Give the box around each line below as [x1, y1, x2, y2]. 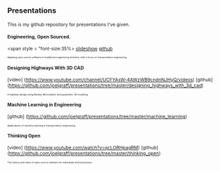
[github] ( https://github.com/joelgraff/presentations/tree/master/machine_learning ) [7, 114, 188, 121]
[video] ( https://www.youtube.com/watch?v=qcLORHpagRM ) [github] [7, 144, 159, 151]
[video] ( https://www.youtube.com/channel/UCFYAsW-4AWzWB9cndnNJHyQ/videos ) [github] [7, 76, 213, 83]
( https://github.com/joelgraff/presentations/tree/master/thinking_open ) [7, 150, 161, 157]
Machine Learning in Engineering [7, 102, 82, 109]
